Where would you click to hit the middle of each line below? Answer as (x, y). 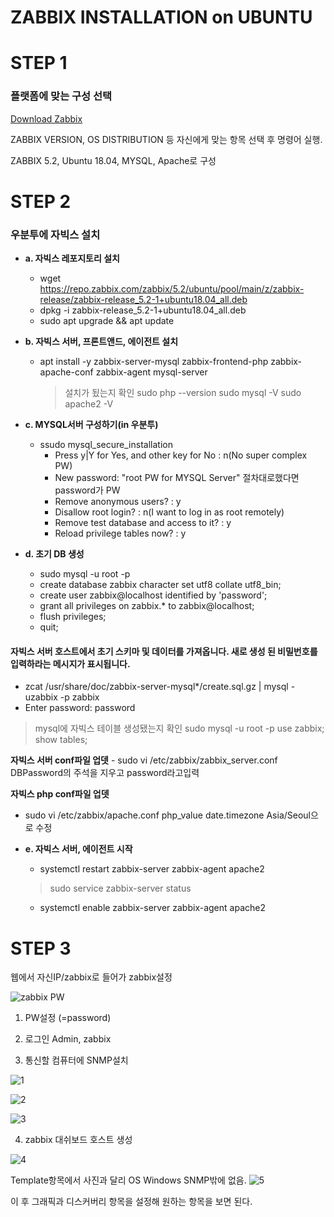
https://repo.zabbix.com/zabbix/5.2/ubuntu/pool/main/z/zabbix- (172, 289)
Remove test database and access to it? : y (143, 523)
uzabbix (41, 697)
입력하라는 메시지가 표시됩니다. (70, 663)
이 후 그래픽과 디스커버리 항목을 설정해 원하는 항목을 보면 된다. (131, 1202)
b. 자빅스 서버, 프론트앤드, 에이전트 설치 (101, 342)
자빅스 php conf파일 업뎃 (60, 794)
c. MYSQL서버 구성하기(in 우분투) (91, 425)
